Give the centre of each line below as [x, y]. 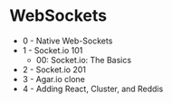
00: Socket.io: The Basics [84, 60]
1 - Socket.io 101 [53, 50]
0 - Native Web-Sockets [67, 41]
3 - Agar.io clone [54, 79]
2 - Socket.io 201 [54, 70]
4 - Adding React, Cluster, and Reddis [93, 89]
